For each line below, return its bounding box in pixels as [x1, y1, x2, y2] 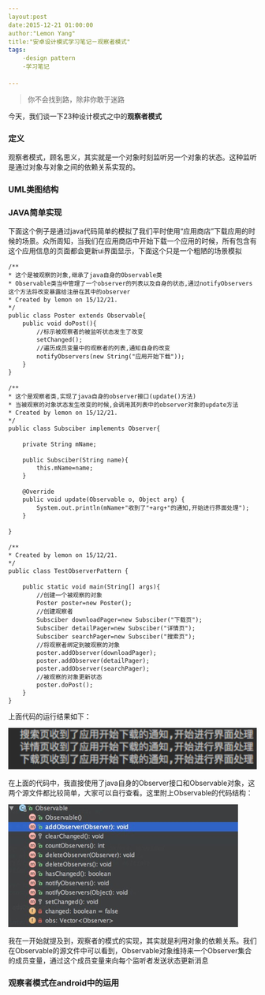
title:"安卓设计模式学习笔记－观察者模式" [8, 38, 131, 46]
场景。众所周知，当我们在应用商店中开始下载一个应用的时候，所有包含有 [21, 237, 257, 246]
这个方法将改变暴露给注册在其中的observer [8, 288, 131, 296]
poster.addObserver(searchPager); [36, 665, 150, 673]
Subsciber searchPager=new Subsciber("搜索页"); [36, 633, 196, 641]
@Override [22, 488, 55, 496]
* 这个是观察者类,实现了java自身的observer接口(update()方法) [8, 393, 197, 401]
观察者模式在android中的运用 [8, 977, 120, 988]
